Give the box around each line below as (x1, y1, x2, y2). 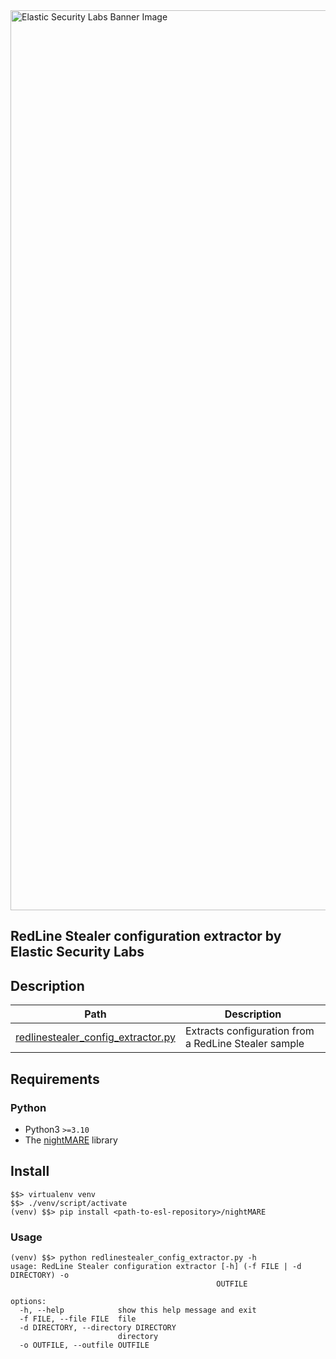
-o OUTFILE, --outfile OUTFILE (19, 1340, 150, 1350)
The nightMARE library (24, 1134, 118, 1146)
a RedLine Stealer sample (184, 1037, 305, 1051)
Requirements (10, 1070, 100, 1088)
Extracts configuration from (184, 1024, 315, 1038)
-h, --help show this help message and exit (19, 1305, 257, 1315)
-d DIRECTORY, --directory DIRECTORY (19, 1323, 177, 1333)
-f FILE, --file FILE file (19, 1314, 137, 1324)
